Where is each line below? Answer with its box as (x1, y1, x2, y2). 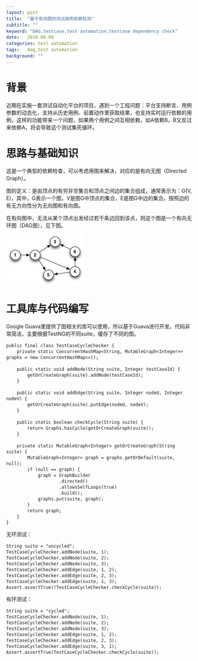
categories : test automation (6, 41, 78, 47)
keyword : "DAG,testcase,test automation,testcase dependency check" (6, 28, 178, 34)
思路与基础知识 (6, 146, 79, 160)
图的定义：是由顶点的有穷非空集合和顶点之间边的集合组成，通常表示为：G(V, (6, 187, 192, 194)
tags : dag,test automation (6, 47, 78, 53)
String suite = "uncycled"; (6, 543, 75, 549)
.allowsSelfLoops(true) (58, 484, 117, 490)
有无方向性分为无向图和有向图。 (6, 202, 84, 209)
